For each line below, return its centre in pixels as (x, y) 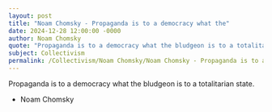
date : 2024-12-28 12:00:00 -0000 (65, 31)
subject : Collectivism (47, 53)
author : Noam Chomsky (45, 38)
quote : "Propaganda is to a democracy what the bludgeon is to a (121, 46)
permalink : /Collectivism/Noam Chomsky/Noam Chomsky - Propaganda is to (134, 61)
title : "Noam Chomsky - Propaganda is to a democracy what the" (119, 23)
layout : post (30, 16)
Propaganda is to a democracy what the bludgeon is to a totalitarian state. (132, 83)
